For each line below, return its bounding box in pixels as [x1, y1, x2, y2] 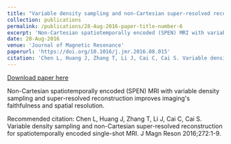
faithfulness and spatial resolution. [7, 101, 105, 110]
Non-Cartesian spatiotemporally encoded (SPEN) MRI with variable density [7, 86, 220, 95]
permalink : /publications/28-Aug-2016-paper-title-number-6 [7, 23, 184, 29]
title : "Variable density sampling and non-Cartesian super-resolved [7, 10, 211, 17]
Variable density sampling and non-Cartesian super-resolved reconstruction [7, 121, 223, 130]
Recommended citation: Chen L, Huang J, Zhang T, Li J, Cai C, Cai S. [7, 115, 202, 123]
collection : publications [7, 16, 81, 23]
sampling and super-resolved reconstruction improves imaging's [7, 94, 190, 102]
